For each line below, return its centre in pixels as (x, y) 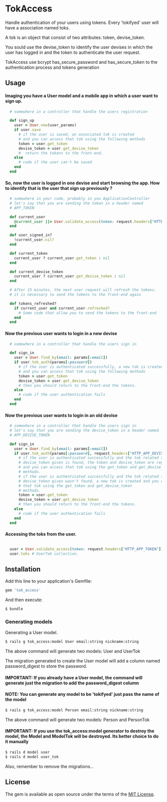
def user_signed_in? (31, 235)
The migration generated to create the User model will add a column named (83, 661)
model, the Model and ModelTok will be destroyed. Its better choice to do (82, 736)
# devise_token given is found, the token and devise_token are (86, 463)
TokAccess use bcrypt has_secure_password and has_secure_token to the (81, 62)
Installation (23, 569)
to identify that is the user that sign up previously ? (59, 188)
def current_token (29, 253)
